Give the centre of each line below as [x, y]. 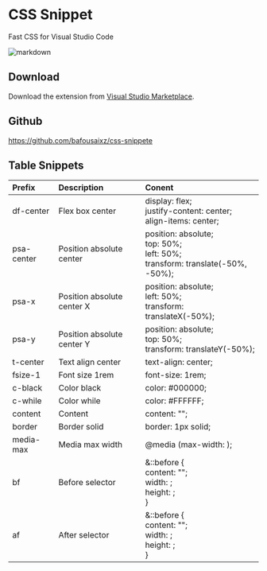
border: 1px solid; [178, 427]
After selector [84, 535]
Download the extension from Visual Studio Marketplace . [101, 96]
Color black [80, 388]
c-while [27, 401]
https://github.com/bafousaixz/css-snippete [81, 140]
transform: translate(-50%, [196, 264]
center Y [74, 344]
